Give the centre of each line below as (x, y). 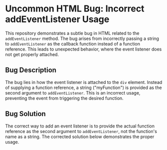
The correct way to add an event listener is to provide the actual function (80, 126)
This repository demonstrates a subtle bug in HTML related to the (72, 33)
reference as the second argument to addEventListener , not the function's (81, 131)
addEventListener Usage (57, 19)
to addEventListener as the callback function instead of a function (73, 43)
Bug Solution (25, 114)
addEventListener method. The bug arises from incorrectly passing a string (82, 38)
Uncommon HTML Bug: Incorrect (75, 9)
